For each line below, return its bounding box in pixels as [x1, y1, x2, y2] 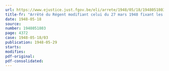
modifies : [5, 49, 26, 54]
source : [5, 21, 22, 26]
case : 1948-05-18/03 [5, 35, 49, 40]
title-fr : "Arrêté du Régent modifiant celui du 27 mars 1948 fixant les [5, 12, 163, 17]
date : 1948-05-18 [5, 16, 42, 21]
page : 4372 [5, 30, 28, 35]
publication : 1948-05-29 [5, 40, 57, 45]
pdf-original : [5, 53, 35, 59]
